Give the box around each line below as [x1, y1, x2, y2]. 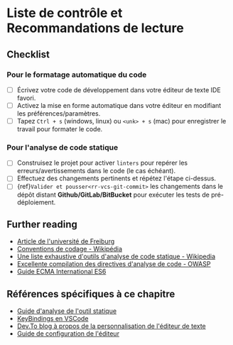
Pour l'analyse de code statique [6, 142, 119, 152]
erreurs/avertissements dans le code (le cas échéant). [16, 167, 176, 175]
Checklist [6, 48, 50, 60]
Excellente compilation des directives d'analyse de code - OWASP [16, 260, 211, 268]
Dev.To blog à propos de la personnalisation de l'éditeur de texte [16, 322, 207, 331]
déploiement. [16, 197, 56, 207]
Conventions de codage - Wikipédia [16, 245, 122, 253]
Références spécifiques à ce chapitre [6, 287, 175, 300]
